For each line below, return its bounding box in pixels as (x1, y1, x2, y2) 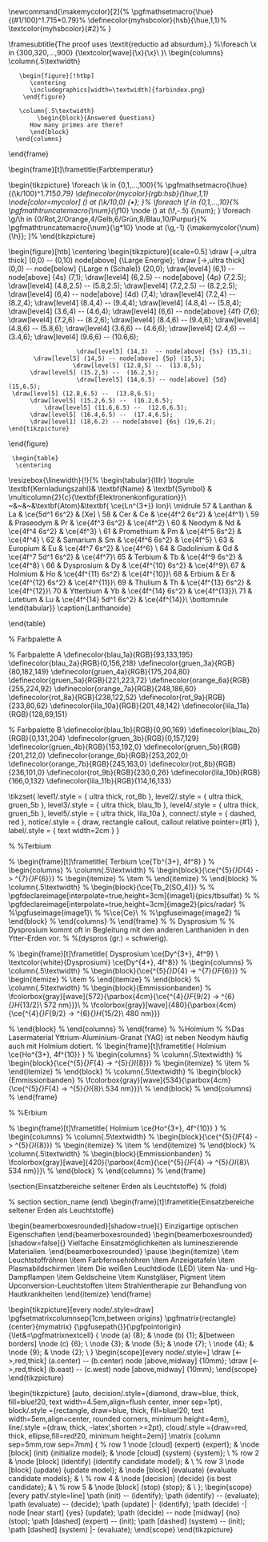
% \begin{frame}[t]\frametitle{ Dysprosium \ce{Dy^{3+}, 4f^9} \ (8, 949, 218, 958)
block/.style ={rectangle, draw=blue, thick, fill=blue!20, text (8, 1406, 205, 1415)
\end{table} (8, 619, 46, 628)
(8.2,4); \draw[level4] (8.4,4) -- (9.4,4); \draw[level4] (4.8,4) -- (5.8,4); (8, 298, 242, 307)
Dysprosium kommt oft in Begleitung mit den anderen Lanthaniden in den (8, 925, 250, 934)
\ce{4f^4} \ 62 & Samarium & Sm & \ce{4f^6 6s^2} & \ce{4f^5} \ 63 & (8, 535, 234, 544)
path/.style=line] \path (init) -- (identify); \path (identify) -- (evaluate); (30, 1491, 260, 1500)
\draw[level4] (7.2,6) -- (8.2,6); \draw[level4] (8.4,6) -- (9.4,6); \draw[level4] (8, 315, 260, 324)
